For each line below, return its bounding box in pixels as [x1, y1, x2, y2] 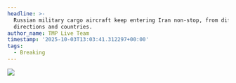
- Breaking [13, 50, 46, 56]
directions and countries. [13, 23, 93, 30]
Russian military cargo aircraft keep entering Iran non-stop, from [13, 17, 218, 24]
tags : [7, 43, 23, 50]
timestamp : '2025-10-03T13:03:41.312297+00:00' [7, 36, 150, 43]
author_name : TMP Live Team [7, 29, 90, 37]
